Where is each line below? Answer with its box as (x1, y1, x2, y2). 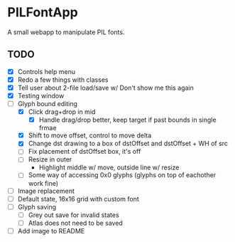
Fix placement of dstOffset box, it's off (28, 147, 141, 156)
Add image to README (17, 226, 85, 235)
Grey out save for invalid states (28, 211, 119, 219)
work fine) (28, 179, 59, 187)
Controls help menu (17, 67, 76, 75)
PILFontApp (7, 4, 78, 21)
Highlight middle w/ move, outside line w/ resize (38, 163, 180, 172)
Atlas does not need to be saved (28, 219, 123, 227)
